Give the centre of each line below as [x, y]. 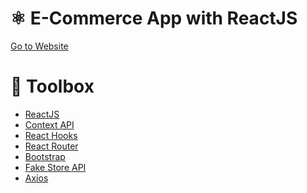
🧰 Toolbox [52, 86]
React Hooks [51, 135]
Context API [49, 124]
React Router [51, 146]
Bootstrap [45, 156]
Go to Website [39, 46]
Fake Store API [55, 167]
